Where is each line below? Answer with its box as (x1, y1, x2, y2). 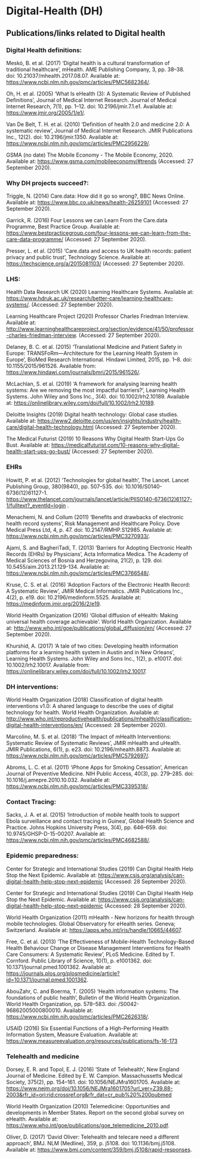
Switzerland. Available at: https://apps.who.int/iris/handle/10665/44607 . (6, 926, 183, 933)
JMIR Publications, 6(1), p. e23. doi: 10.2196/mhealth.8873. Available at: (6, 746, 181, 753)
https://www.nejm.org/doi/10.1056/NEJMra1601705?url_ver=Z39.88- (6, 1084, 173, 1091)
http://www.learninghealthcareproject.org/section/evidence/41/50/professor (6, 326, 194, 333)
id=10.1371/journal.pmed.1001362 (6, 976, 87, 983)
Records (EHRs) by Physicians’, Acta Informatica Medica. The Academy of (6, 550, 189, 557)
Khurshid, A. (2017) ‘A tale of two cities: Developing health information (6, 642, 179, 649)
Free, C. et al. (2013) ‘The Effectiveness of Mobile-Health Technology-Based (6, 938, 194, 945)
